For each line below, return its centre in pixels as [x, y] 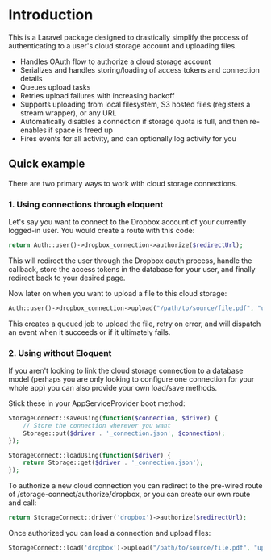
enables [33, 130]
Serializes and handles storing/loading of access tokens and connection [140, 69]
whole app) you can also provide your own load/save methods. [113, 388]
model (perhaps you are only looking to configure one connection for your [131, 379]
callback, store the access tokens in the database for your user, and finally [132, 269]
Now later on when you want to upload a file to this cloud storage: [118, 293]
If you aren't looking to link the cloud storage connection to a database [126, 371]
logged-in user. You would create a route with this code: [102, 231]
